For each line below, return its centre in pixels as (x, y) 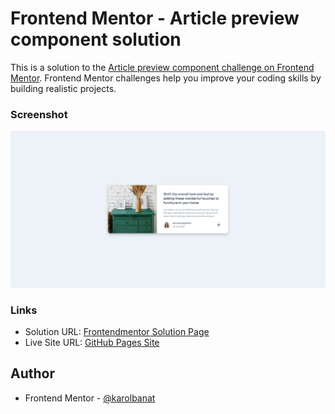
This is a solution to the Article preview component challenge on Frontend (162, 67)
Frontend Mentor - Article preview (155, 18)
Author (32, 373)
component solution (96, 39)
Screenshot (39, 114)
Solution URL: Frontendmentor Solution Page (117, 332)
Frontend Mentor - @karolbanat (90, 398)
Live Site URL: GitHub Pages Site (92, 343)
